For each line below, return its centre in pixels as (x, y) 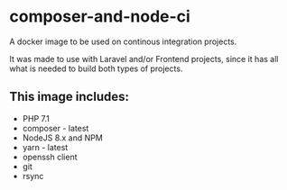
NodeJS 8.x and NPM (63, 138)
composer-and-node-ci (100, 17)
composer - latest (56, 128)
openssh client (50, 157)
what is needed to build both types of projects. (96, 68)
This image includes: (69, 97)
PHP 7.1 (36, 118)
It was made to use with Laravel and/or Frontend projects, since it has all (144, 59)
